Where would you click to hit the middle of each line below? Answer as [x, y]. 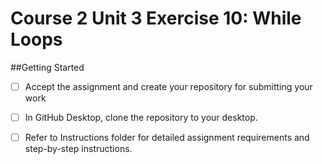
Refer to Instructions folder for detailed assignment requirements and [167, 138]
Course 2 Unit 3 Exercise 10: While [156, 18]
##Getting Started [47, 67]
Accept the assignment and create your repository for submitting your [168, 86]
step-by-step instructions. [78, 149]
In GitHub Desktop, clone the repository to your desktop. [141, 117]
